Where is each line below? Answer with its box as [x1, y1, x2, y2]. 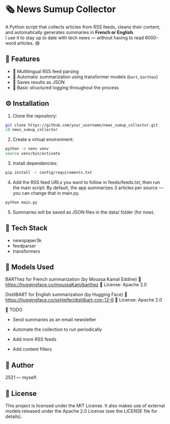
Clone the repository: [12, 112, 58, 119]
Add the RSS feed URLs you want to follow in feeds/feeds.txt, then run [12, 179, 160, 185]
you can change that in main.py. [12, 190, 80, 196]
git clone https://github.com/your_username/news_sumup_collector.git [5, 123, 158, 128]
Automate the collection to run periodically [12, 326, 102, 332]
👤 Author [5, 361, 34, 370]
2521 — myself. [5, 374, 38, 381]
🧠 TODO [5, 307, 23, 313]
